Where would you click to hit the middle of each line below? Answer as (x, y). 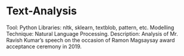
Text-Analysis (42, 11)
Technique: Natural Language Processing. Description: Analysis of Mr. (92, 33)
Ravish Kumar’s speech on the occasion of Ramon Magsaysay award (91, 40)
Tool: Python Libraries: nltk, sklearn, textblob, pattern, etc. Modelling (90, 27)
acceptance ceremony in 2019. (44, 46)
